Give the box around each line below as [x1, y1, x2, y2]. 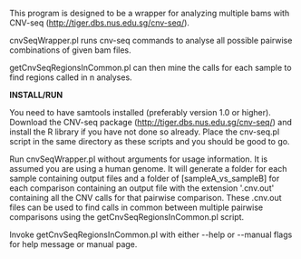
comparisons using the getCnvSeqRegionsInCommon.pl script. [9, 212, 245, 222]
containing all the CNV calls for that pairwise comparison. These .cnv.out [9, 193, 282, 203]
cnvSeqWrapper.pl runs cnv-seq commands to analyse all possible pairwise [9, 35, 293, 45]
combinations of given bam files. [9, 45, 131, 55]
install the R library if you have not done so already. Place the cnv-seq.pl [9, 126, 280, 137]
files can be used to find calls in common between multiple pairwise [9, 202, 264, 213]
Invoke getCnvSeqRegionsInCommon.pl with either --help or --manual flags [9, 229, 293, 240]
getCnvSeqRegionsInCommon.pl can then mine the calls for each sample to [9, 63, 292, 73]
